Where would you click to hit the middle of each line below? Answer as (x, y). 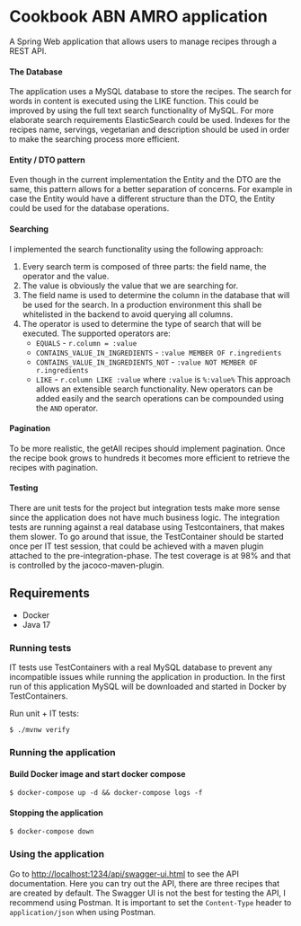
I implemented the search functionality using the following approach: (137, 249)
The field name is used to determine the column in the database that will (156, 295)
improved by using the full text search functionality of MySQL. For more (142, 110)
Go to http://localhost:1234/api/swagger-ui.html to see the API (124, 874)
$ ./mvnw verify (40, 730)
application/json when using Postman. (83, 912)
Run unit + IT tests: (44, 714)
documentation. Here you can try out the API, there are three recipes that (145, 883)
